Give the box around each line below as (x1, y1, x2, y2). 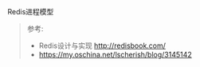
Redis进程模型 (7, 7, 54, 16)
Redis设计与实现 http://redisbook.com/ (38, 41, 167, 50)
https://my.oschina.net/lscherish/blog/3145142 (38, 50, 192, 59)
